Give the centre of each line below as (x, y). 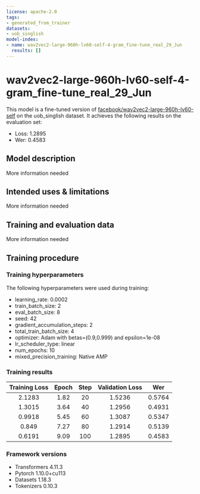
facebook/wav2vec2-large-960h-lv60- (146, 109)
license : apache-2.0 (32, 12)
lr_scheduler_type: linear (45, 344)
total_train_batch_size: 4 (44, 331)
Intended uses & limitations (58, 192)
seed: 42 (26, 318)
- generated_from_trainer (38, 23)
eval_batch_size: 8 (37, 312)
